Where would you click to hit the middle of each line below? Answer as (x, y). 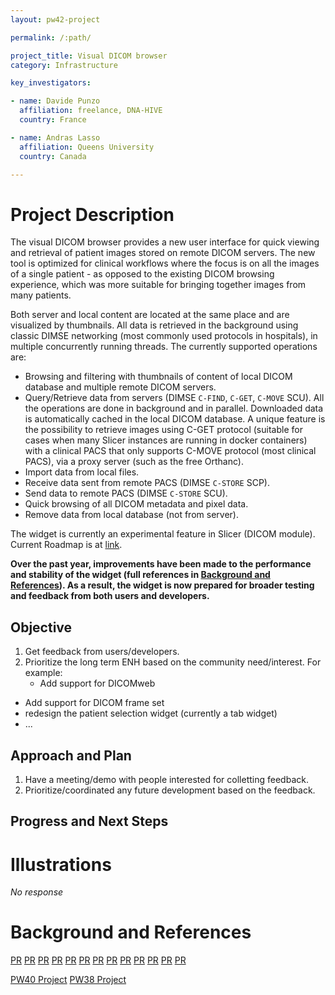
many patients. (41, 295)
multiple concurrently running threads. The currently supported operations (164, 347)
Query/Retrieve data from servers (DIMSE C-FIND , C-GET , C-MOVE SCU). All (174, 398)
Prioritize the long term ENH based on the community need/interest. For (173, 662)
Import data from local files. (82, 472)
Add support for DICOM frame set (94, 703)
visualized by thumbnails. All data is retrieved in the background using (154, 325)
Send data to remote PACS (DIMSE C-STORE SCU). (126, 493)
